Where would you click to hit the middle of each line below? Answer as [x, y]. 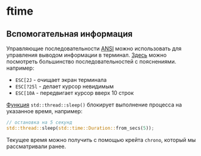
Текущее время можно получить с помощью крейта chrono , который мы [101, 139]
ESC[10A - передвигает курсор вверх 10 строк [75, 93]
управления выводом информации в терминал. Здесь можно [86, 55]
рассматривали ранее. [36, 146]
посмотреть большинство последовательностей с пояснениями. [91, 61]
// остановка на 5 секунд [39, 122]
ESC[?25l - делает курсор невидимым [64, 86]
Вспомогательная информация [70, 34]
